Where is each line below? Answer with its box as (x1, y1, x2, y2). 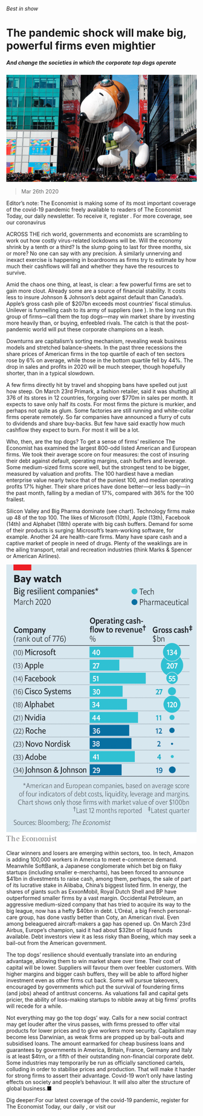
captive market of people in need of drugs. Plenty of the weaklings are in (6, 540, 188, 547)
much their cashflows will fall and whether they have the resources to (6, 263, 179, 270)
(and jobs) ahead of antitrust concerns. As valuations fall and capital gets (6, 990, 188, 997)
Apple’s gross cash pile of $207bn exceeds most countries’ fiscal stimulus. (6, 300, 192, 308)
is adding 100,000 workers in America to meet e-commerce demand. (6, 856, 178, 863)
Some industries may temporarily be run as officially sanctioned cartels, (6, 1059, 185, 1066)
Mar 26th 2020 (21, 188, 59, 195)
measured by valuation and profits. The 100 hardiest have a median (6, 470, 174, 478)
